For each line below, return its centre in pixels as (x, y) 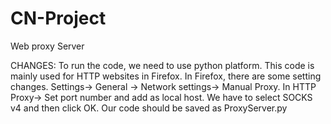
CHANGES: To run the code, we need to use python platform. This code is (162, 65)
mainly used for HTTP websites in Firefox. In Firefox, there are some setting (166, 76)
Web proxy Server (47, 46)
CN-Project (58, 18)
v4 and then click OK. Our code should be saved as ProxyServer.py (149, 108)
